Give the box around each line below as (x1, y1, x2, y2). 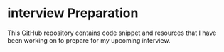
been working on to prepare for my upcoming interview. (7, 36, 171, 44)
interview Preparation (7, 5, 139, 21)
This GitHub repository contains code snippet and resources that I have (7, 28, 217, 37)
